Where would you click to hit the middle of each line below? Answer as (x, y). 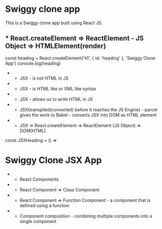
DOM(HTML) (33, 131)
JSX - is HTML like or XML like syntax (58, 89)
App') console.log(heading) (33, 63)
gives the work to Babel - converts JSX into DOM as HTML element (88, 115)
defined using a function (44, 205)
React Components (39, 179)
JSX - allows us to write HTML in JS (56, 99)
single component (38, 221)
